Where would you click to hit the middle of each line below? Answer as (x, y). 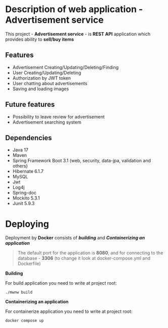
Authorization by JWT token (42, 78)
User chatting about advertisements (50, 83)
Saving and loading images (41, 89)
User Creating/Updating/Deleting (47, 73)
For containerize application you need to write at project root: (69, 311)
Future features (30, 105)
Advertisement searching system (47, 122)
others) (20, 166)
